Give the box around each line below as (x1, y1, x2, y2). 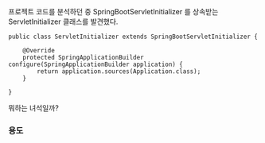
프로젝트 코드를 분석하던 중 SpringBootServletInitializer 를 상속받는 (8, 7, 219, 16)
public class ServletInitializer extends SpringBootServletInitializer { (8, 33, 259, 41)
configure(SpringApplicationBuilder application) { (8, 60, 183, 68)
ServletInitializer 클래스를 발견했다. (8, 17, 119, 26)
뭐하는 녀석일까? (8, 103, 60, 113)
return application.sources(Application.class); (37, 68, 201, 75)
